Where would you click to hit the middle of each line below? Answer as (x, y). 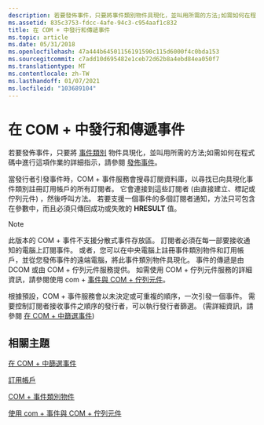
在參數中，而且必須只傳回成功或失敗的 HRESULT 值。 (95, 209)
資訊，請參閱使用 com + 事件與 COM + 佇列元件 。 (89, 280)
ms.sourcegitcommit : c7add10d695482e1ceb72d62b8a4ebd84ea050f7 (114, 60)
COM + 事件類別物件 (41, 397)
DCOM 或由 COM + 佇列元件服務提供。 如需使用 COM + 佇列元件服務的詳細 (130, 270)
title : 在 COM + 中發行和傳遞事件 (59, 30)
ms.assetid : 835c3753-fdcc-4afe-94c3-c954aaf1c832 (93, 23)
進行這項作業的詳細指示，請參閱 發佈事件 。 (92, 162)
